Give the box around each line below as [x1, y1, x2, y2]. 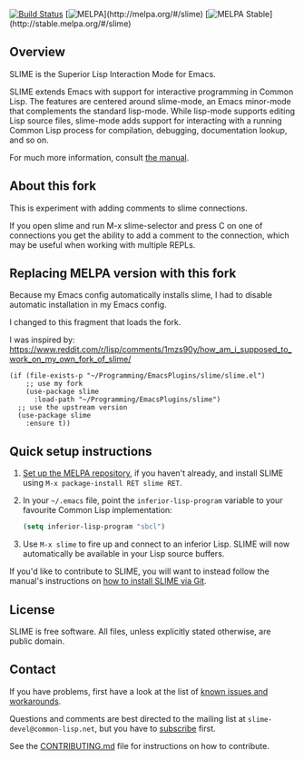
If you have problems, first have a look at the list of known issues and [9, 686, 269, 696]
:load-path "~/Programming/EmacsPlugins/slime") [33, 395, 221, 404]
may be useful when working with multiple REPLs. [9, 239, 196, 250]
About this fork [9, 178, 97, 194]
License [9, 602, 55, 617]
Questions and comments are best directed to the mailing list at [9, 713, 247, 724]
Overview [9, 44, 66, 60]
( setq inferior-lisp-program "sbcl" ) [22, 522, 166, 531]
